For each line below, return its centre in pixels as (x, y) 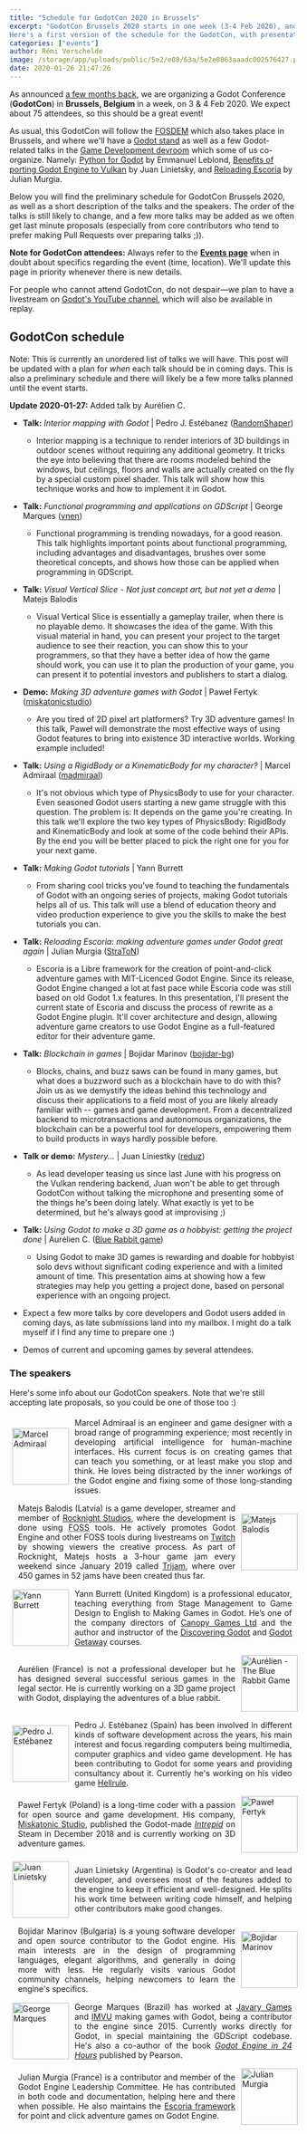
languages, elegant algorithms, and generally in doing (126, 1960)
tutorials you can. (68, 924)
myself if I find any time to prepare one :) (98, 1331)
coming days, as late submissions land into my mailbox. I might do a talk (157, 1322)
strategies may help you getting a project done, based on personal (160, 1285)
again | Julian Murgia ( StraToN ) (81, 951)
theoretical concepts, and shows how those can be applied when (158, 562)
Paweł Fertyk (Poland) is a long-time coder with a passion (126, 1805)
